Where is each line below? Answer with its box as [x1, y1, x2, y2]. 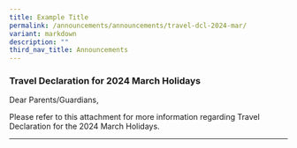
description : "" [9, 37, 69, 47]
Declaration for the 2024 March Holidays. [9, 121, 161, 132]
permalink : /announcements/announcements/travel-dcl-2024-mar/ [9, 21, 247, 30]
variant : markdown [9, 29, 77, 38]
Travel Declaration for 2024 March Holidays [9, 75, 202, 87]
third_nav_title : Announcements [9, 46, 128, 55]
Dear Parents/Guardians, [9, 94, 99, 106]
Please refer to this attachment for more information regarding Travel [9, 112, 261, 122]
